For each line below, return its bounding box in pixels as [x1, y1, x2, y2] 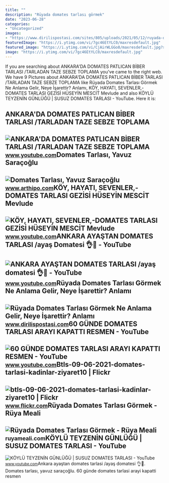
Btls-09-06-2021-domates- [56, 360, 145, 369]
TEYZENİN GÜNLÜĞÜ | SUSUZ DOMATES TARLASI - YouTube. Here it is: [5, 95, 156, 101]
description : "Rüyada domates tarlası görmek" [5, 12, 105, 17]
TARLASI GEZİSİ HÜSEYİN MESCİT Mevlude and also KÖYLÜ [28, 90, 154, 96]
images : [5, 31, 22, 36]
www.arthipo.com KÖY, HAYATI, [5, 183, 97, 192]
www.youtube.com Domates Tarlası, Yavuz [5, 150, 132, 159]
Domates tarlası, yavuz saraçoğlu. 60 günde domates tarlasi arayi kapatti [5, 468, 156, 474]
